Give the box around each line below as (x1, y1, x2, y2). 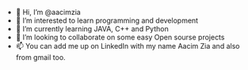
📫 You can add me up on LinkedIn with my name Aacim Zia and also (15, 42, 240, 50)
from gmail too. (15, 53, 66, 62)
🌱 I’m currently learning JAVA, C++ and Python (15, 24, 169, 33)
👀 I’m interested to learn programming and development (15, 16, 199, 25)
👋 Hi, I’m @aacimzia (15, 8, 81, 17)
